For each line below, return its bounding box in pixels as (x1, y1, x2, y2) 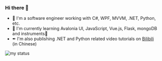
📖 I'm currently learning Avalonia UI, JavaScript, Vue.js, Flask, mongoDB (12, 26, 158, 31)
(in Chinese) (12, 41, 37, 47)
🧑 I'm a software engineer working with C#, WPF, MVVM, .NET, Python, (12, 15, 156, 21)
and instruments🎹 (12, 31, 48, 37)
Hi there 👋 (5, 4, 29, 11)
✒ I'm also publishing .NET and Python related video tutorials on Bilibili (12, 36, 154, 42)
